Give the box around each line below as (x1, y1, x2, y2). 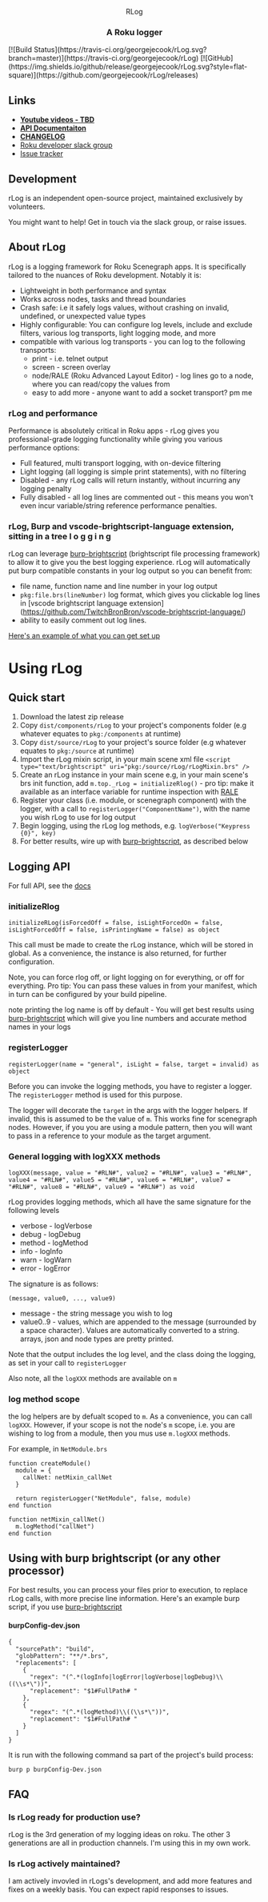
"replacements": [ (15, 1660, 78, 1668)
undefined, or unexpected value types (19, 311, 146, 321)
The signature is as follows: (8, 1279, 98, 1289)
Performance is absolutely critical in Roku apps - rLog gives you (8, 426, 220, 435)
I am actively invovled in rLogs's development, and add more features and (8, 1876, 252, 1886)
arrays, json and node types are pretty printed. (19, 1334, 174, 1343)
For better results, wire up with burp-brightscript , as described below (19, 836, 249, 847)
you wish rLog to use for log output (19, 812, 136, 823)
